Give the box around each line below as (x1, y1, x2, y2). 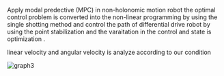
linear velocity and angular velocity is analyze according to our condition (7, 48, 212, 56)
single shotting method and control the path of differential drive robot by (7, 21, 210, 28)
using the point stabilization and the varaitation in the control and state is (7, 27, 212, 36)
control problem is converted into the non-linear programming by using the (7, 13, 218, 21)
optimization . (7, 35, 46, 43)
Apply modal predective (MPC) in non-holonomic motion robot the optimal (7, 6, 216, 14)
